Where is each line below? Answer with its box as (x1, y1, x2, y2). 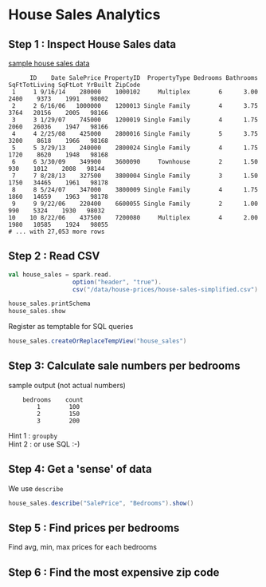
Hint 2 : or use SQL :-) (8, 439, 80, 449)
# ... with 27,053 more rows (8, 228, 105, 236)
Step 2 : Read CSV (8, 249, 100, 263)
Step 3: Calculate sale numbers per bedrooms (8, 359, 241, 373)
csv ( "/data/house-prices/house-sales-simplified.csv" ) (72, 285, 259, 293)
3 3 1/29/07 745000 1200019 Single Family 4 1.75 (11, 116, 259, 124)
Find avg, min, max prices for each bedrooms (8, 542, 158, 552)
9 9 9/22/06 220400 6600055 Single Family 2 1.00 (11, 200, 259, 208)
